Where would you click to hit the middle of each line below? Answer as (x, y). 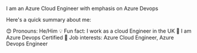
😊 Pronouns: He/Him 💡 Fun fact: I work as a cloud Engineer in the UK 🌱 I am (99, 31)
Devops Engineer (27, 44)
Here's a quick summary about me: (49, 20)
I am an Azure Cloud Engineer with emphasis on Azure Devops (82, 8)
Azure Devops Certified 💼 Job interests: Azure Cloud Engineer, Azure (90, 38)
